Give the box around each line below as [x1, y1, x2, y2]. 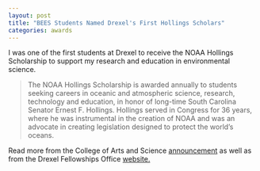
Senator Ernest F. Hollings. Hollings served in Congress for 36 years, [27, 105, 252, 115]
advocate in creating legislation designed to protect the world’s [27, 122, 234, 131]
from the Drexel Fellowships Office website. [8, 154, 151, 164]
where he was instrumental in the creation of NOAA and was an [27, 114, 235, 123]
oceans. [27, 131, 55, 140]
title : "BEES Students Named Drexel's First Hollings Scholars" [8, 19, 225, 27]
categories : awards [8, 26, 73, 34]
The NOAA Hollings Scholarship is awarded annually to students [27, 80, 238, 89]
